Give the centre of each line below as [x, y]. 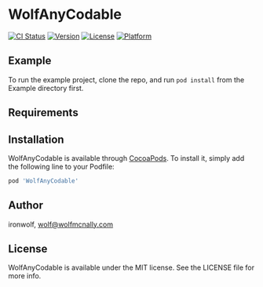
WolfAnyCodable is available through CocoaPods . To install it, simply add [126, 158]
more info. [25, 276]
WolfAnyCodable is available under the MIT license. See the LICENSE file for [131, 267]
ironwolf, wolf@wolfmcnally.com [61, 224]
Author [26, 205]
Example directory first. [46, 88]
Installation [36, 139]
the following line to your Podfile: [62, 166]
